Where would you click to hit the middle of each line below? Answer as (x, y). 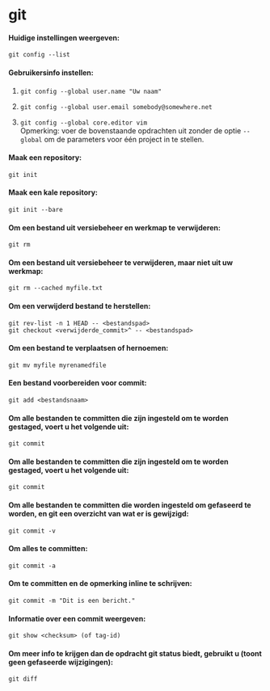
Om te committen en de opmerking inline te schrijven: (100, 584)
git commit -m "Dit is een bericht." (72, 601)
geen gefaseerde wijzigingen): (61, 662)
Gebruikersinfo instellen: (51, 72)
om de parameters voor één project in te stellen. (124, 139)
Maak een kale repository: (53, 192)
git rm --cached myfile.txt (56, 289)
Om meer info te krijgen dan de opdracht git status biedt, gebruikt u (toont (135, 653)
